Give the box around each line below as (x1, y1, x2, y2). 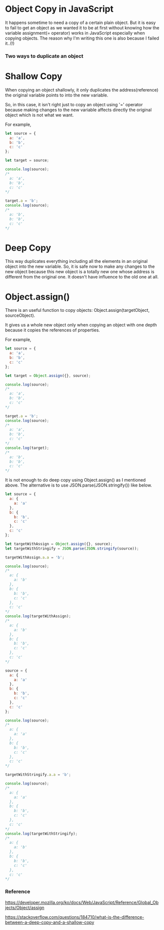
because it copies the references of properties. (5, 327, 100, 333)
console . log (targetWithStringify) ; (5, 831, 78, 836)
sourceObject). (5, 312, 35, 319)
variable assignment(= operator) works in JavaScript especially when (5, 30, 145, 36)
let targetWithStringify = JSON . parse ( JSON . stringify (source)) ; (5, 546, 139, 551)
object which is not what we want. (5, 112, 74, 118)
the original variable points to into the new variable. (5, 92, 109, 98)
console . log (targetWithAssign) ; (5, 614, 71, 619)
